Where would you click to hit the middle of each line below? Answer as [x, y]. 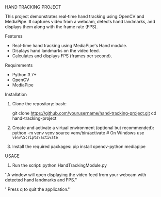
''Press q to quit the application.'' [38, 189]
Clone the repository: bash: [39, 104]
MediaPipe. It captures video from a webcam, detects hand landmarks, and [80, 22]
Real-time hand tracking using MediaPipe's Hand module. [70, 45]
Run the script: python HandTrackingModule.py [59, 165]
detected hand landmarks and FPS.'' [41, 180]
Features [14, 36]
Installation [16, 94]
